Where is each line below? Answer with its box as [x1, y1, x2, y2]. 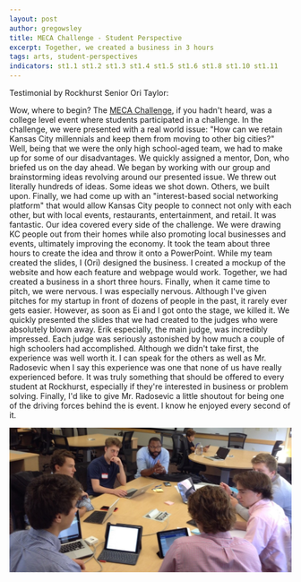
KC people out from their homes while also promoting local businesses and [9, 229, 287, 239]
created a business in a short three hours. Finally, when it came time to [9, 276, 271, 287]
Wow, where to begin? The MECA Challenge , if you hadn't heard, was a [9, 105, 272, 116]
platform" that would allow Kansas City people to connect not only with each [9, 200, 292, 211]
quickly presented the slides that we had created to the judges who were [9, 315, 279, 325]
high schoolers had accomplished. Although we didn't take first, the [9, 343, 260, 353]
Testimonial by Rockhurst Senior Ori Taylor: [9, 88, 169, 98]
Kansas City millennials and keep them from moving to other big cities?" [9, 134, 275, 143]
